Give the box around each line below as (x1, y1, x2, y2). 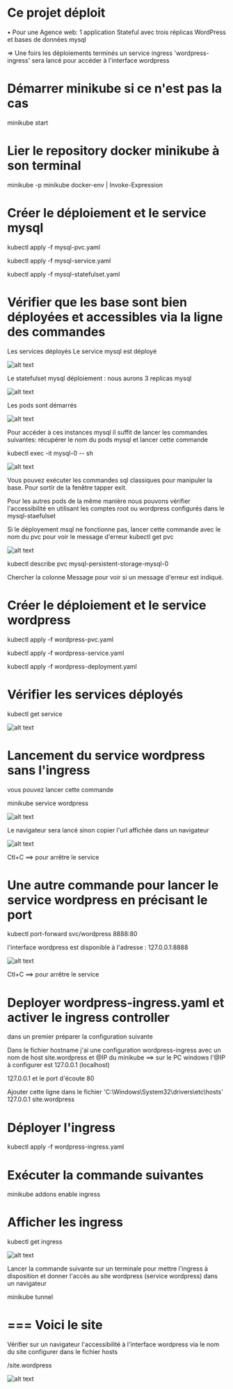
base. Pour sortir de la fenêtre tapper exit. (7, 483, 127, 492)
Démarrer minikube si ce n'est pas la (7, 81, 223, 97)
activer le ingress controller (7, 1009, 170, 1025)
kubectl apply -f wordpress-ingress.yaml (7, 1142, 124, 1151)
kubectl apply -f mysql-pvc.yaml (7, 242, 101, 251)
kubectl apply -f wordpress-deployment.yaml (7, 662, 137, 670)
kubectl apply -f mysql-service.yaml (7, 256, 111, 265)
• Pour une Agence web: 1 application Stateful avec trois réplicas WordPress (7, 28, 226, 36)
